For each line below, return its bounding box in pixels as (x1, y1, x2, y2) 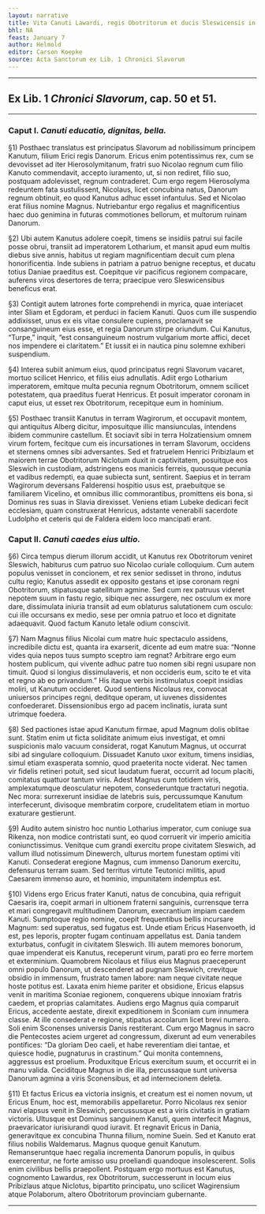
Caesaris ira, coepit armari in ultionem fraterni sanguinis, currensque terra (8, 898, 249, 907)
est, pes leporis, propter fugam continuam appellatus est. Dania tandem (8, 932, 241, 941)
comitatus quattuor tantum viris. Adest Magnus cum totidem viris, (8, 775, 221, 785)
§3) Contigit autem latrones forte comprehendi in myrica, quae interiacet (8, 299, 243, 308)
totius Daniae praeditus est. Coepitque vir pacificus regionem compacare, (8, 267, 248, 276)
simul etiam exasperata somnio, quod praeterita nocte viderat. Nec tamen (8, 758, 248, 768)
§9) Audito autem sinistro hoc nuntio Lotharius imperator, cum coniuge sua (8, 824, 252, 833)
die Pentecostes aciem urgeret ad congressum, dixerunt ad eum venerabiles (8, 1032, 256, 1041)
